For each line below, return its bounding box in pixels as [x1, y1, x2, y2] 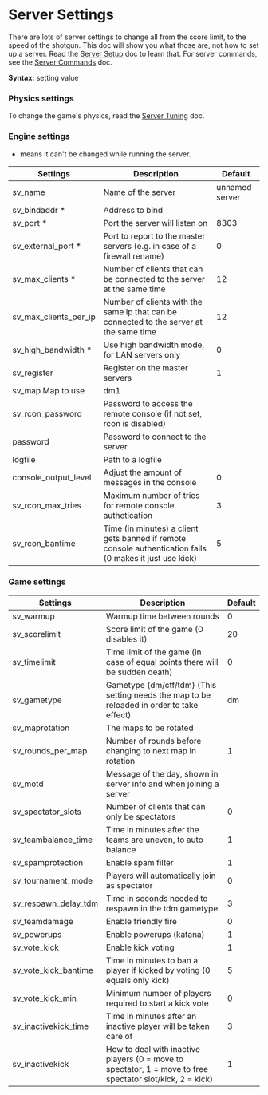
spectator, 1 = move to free [105, 1063, 209, 1074]
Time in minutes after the [105, 824, 199, 835]
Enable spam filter [105, 856, 174, 868]
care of [105, 1030, 133, 1042]
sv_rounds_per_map [12, 745, 88, 756]
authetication [103, 509, 153, 520]
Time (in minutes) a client [103, 523, 199, 534]
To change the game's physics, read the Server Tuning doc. [8, 111, 205, 121]
